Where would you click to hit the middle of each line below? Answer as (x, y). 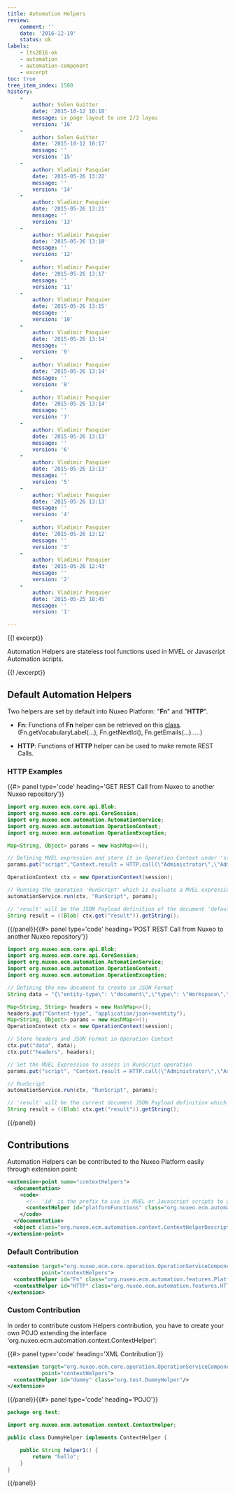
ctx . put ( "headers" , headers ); (51, 1052)
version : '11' (53, 287)
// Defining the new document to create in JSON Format (90, 988)
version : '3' (51, 547)
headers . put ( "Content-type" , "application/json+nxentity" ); (97, 1013)
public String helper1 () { (59, 1450)
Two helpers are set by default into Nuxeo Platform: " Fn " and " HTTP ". (108, 711)
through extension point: (43, 1169)
